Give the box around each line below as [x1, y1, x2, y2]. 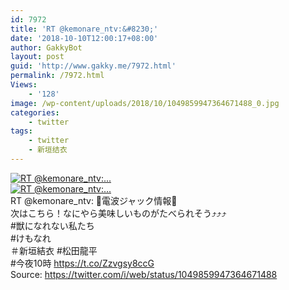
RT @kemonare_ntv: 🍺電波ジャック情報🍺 [10, 194, 178, 206]
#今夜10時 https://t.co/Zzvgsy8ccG [10, 257, 155, 269]
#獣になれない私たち [10, 219, 95, 231]
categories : [10, 107, 60, 118]
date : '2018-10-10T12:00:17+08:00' [10, 33, 159, 43]
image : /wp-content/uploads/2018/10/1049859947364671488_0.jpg [10, 98, 280, 108]
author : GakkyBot [10, 42, 83, 53]
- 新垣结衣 [28, 145, 68, 155]
